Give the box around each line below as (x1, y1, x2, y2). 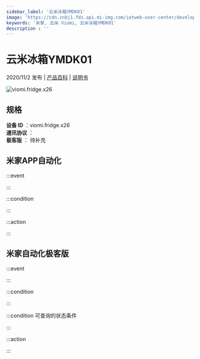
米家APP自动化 (6, 156, 61, 166)
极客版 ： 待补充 (6, 137, 46, 143)
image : (6, 14, 23, 20)
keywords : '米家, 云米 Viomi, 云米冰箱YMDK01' (6, 20, 117, 26)
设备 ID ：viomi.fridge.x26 (6, 122, 70, 128)
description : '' (6, 25, 49, 32)
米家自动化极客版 (6, 248, 69, 259)
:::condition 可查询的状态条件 (6, 312, 77, 319)
